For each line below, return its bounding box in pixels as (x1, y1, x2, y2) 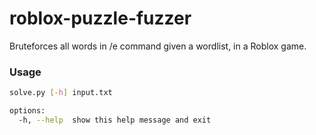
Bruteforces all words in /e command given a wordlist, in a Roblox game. (9, 40, 307, 52)
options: (9, 106, 46, 116)
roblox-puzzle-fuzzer (9, 7, 192, 30)
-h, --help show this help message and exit (18, 115, 212, 125)
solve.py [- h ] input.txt (9, 88, 113, 98)
